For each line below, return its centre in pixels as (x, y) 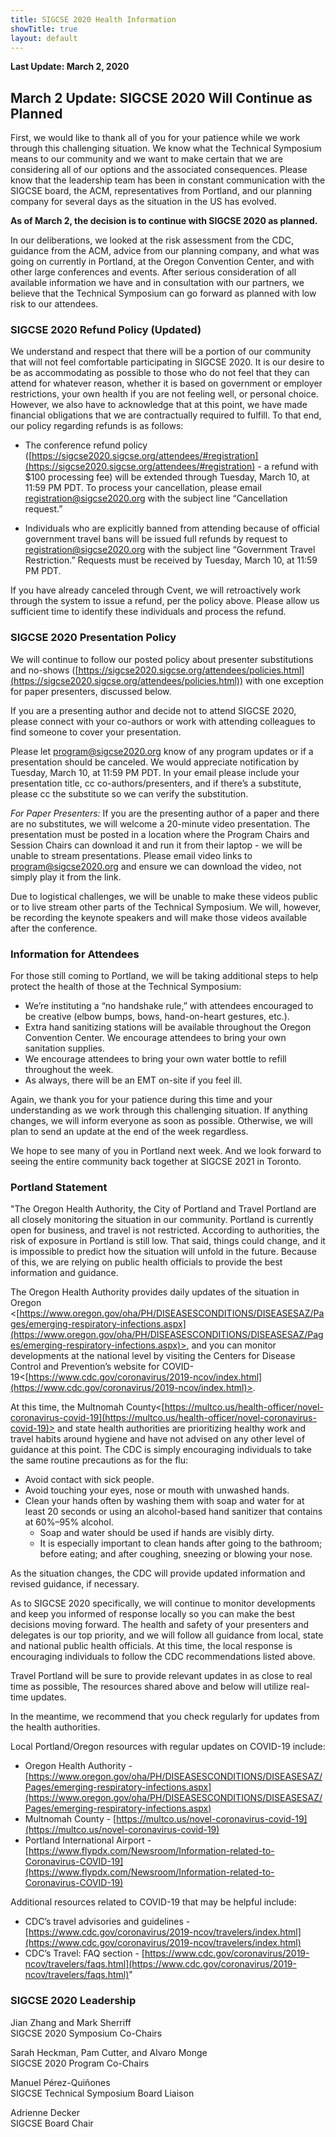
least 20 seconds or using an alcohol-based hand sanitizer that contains (173, 1512)
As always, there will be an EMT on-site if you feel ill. (133, 1080)
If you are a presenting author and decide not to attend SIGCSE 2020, (153, 710)
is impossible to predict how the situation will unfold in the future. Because (163, 1252)
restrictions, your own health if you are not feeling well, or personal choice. (164, 394)
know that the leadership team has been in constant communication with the (168, 180)
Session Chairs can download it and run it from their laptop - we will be (156, 845)
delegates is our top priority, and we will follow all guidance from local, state (167, 1635)
